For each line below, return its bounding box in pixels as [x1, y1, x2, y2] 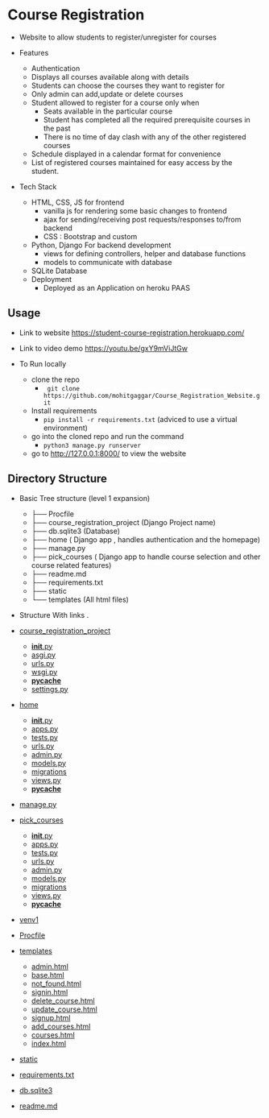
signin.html [31, 987, 68, 996]
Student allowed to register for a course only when [31, 97, 200, 107]
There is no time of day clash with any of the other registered [43, 131, 246, 142]
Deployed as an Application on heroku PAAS [43, 283, 191, 292]
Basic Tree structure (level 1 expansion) [19, 493, 151, 503]
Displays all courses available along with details [31, 72, 190, 81]
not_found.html [31, 979, 82, 988]
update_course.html [31, 1004, 97, 1014]
